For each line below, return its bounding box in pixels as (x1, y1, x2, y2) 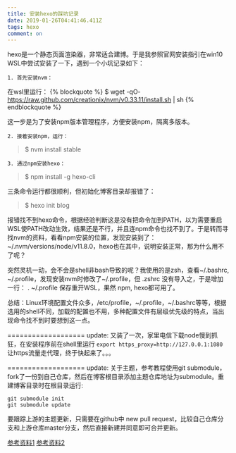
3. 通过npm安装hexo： (7, 160, 66, 168)
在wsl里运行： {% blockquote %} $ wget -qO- (7, 87, 141, 96)
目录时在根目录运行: (25, 381, 84, 390)
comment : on (7, 30, 42, 37)
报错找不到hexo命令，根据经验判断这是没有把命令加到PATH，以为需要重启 (7, 216, 223, 224)
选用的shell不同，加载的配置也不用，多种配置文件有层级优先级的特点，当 (7, 307, 218, 316)
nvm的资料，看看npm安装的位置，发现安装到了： (13, 233, 156, 242)
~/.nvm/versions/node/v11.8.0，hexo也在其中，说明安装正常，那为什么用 (7, 242, 218, 251)
